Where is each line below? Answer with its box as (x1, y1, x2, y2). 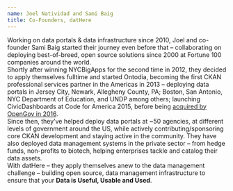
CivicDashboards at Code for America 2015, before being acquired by (7, 102, 207, 110)
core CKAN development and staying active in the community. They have (7, 131, 217, 140)
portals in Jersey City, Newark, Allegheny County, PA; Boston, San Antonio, (7, 88, 223, 96)
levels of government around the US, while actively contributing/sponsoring (7, 124, 224, 133)
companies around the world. (7, 58, 92, 66)
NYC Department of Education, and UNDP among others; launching (7, 94, 200, 103)
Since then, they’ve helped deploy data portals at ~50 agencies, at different (7, 117, 224, 125)
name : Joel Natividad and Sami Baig (7, 10, 113, 17)
